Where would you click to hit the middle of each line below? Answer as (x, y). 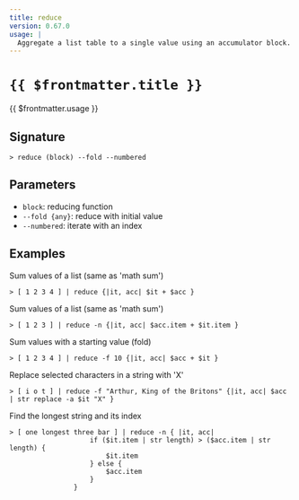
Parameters (43, 185)
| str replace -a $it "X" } (62, 399)
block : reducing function (68, 206)
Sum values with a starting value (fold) (80, 341)
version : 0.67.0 (40, 26)
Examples (37, 254)
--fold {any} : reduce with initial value (92, 215)
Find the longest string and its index (75, 416)
